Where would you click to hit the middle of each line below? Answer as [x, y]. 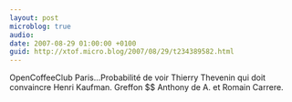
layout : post [34, 18]
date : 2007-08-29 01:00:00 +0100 [73, 43]
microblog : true [40, 26]
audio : [22, 35]
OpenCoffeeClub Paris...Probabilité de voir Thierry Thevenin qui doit [138, 77]
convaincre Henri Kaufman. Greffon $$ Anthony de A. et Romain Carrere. [147, 87]
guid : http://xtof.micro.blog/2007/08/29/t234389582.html [122, 52]
